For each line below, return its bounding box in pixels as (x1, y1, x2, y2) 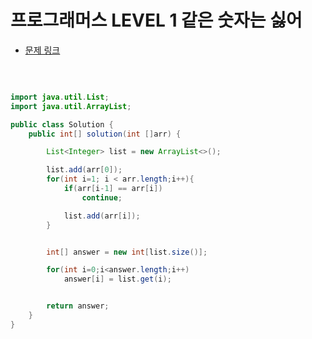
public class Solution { (10, 119, 114, 130)
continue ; (81, 192, 123, 203)
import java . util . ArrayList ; (10, 101, 132, 111)
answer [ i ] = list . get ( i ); (63, 274, 172, 285)
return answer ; (46, 301, 110, 311)
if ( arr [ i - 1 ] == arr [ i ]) (63, 184, 163, 194)
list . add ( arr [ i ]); (63, 211, 141, 221)
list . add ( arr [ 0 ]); (46, 165, 123, 175)
